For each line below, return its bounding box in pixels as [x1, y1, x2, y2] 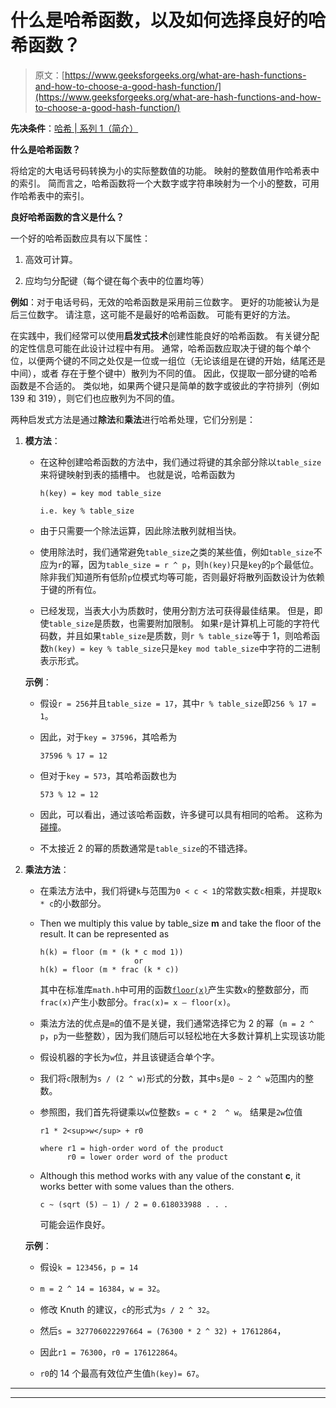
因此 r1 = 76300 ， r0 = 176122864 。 [39, 1346, 183, 1358]
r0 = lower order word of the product [66, 1152, 229, 1162]
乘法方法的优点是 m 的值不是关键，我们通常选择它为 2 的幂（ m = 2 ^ [39, 1017, 315, 1029]
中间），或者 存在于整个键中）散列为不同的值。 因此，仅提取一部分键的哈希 [10, 367, 318, 379]
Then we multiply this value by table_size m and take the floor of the [39, 917, 322, 929]
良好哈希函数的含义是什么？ [10, 211, 125, 223]
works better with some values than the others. [39, 1180, 235, 1192]
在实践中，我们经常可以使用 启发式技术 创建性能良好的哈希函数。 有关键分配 [10, 329, 320, 341]
